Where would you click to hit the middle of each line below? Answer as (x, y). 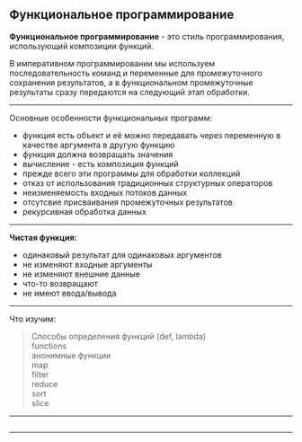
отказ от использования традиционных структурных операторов (147, 182)
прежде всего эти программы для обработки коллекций (131, 173)
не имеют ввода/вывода (69, 293)
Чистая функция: (43, 237)
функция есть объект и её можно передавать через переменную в (151, 135)
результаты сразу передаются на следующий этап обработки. (129, 92)
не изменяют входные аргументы (87, 264)
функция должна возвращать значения (98, 154)
